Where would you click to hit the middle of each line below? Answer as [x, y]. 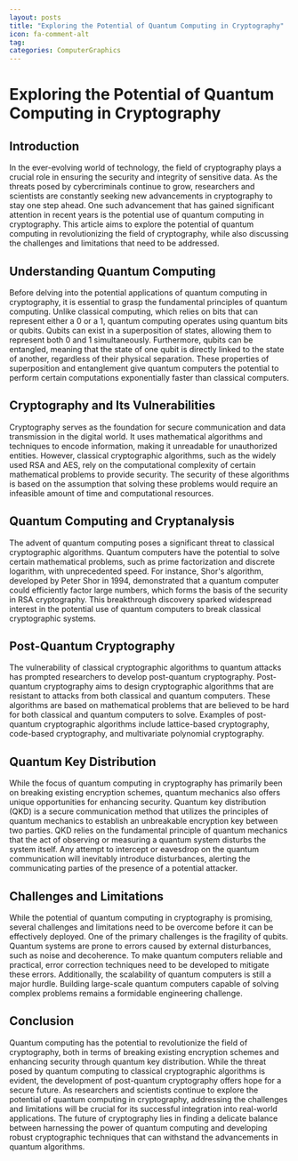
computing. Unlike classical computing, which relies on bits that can [133, 311]
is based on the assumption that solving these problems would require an [144, 484]
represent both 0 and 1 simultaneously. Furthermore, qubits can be [131, 340]
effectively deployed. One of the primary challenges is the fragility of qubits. [149, 936]
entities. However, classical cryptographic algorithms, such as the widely [143, 456]
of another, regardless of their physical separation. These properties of [139, 359]
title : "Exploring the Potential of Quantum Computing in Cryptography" [147, 26]
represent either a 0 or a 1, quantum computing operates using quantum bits [149, 320]
